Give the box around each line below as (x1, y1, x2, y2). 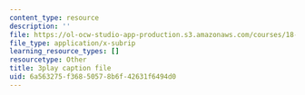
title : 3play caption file (9, 64, 112, 73)
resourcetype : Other (9, 55, 88, 64)
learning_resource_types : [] (9, 47, 120, 56)
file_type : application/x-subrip (9, 38, 136, 48)
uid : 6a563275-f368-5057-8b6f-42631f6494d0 (9, 72, 177, 81)
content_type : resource (9, 13, 100, 23)
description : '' (9, 22, 71, 31)
